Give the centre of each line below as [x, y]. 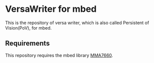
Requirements [27, 44]
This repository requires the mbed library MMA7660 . [59, 55]
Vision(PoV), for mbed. [28, 28]
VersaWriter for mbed [51, 9]
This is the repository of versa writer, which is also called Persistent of [77, 23]
